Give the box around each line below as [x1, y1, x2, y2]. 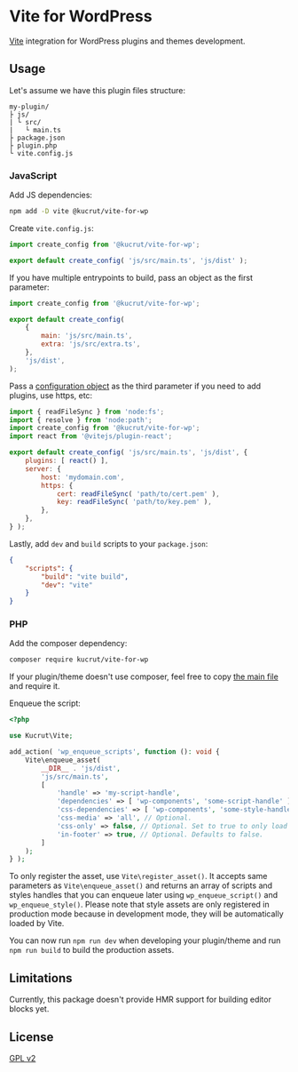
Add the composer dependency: [9, 638, 128, 649]
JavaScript [9, 169, 58, 181]
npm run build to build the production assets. [9, 945, 175, 956]
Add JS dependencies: [9, 189, 93, 201]
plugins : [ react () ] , [25, 456, 109, 466]
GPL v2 [9, 1052, 36, 1063]
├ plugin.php [9, 140, 58, 150]
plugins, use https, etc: [9, 389, 93, 401]
